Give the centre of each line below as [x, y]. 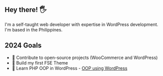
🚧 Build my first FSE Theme [40, 62]
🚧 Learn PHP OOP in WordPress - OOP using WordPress [70, 68]
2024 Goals [23, 45]
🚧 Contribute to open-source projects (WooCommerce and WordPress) [85, 57]
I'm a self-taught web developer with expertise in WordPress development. [81, 24]
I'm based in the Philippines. [34, 29]
